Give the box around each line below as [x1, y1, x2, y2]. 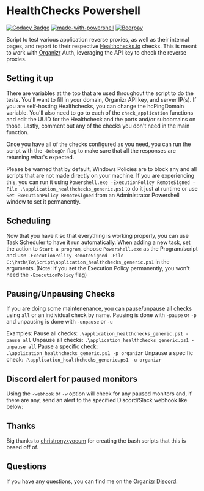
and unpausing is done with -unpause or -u [6, 318, 113, 325]
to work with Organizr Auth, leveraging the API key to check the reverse [6, 48, 187, 56]
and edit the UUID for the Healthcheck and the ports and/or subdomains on [6, 115, 196, 123]
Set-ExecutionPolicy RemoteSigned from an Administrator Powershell [6, 191, 180, 199]
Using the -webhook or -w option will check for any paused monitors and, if [6, 390, 192, 397]
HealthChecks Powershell [6, 4, 140, 18]
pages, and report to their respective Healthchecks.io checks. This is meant [6, 42, 197, 50]
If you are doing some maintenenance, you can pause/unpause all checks [6, 305, 192, 313]
